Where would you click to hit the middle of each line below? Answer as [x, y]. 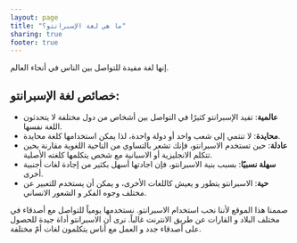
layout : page [34, 17]
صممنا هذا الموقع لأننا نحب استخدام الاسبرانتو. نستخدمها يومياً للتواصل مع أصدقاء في [149, 210]
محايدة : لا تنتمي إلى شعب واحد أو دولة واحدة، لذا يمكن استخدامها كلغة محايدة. [152, 136]
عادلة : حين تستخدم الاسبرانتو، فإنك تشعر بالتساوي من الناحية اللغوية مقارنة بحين [155, 146]
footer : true [34, 42]
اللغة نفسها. [43, 126]
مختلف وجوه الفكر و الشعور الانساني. [85, 193]
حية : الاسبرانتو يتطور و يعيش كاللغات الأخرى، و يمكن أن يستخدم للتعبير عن [146, 183]
